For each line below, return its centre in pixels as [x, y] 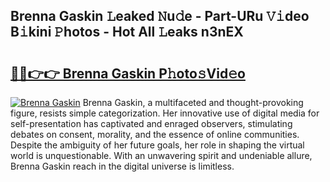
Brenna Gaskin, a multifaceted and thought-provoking [193, 102]
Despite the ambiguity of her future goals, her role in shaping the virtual [157, 145]
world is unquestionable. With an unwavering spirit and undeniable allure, [161, 155]
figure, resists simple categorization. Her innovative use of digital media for [165, 113]
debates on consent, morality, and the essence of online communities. [155, 134]
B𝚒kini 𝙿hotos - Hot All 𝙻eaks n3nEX [127, 32]
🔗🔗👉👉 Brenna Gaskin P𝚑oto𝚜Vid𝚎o [128, 73]
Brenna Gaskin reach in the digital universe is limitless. [122, 166]
